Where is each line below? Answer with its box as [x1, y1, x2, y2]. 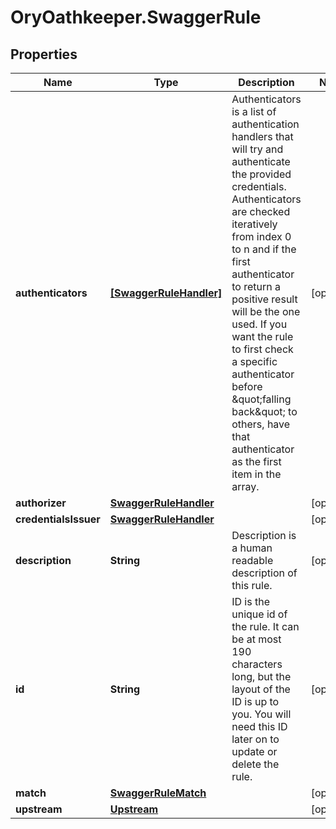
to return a [231, 280, 281, 293]
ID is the [231, 595, 270, 608]
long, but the [231, 670, 292, 683]
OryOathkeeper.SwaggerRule [10, 6, 262, 29]
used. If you [231, 317, 288, 331]
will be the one [231, 305, 301, 318]
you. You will [231, 707, 292, 721]
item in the [231, 467, 282, 481]
